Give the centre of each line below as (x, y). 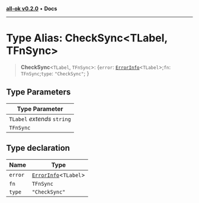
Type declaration (38, 148)
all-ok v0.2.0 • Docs (32, 9)
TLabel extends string (40, 119)
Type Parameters (38, 92)
